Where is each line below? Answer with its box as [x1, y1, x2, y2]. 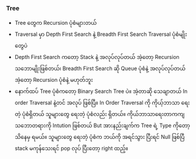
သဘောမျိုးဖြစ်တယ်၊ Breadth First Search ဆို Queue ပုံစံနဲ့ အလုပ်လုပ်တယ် [14, 65, 186, 72]
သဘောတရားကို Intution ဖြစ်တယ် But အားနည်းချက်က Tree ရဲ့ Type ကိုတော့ [14, 122, 190, 129]
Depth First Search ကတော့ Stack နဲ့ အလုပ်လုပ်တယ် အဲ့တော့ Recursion [14, 54, 180, 61]
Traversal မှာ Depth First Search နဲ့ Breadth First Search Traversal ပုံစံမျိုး [14, 31, 187, 38]
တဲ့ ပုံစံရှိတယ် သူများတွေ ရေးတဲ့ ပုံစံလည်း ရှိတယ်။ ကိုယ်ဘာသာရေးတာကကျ [14, 111, 185, 118]
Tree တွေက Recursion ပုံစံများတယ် [14, 19, 97, 26]
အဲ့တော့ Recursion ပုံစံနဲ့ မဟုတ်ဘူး [14, 77, 93, 84]
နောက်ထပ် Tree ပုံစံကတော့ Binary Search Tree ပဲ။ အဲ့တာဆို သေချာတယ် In [14, 88, 188, 95]
